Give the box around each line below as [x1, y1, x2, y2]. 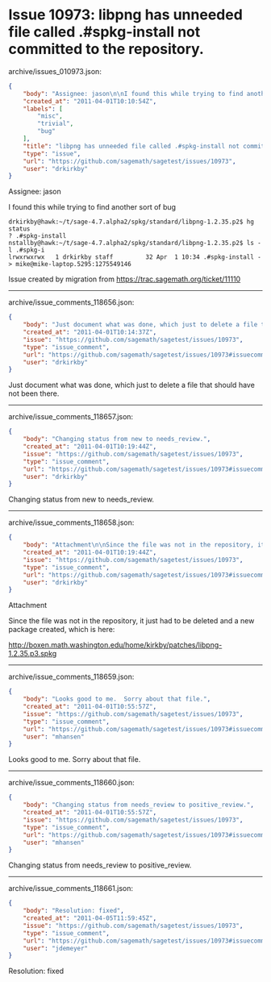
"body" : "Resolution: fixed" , [23, 907, 125, 915]
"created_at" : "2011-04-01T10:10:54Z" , [23, 97, 157, 106]
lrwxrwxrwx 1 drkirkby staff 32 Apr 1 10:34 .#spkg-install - [8, 253, 262, 261]
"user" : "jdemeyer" [23, 944, 89, 952]
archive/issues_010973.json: [8, 66, 102, 76]
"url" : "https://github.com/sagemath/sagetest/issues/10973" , [23, 157, 236, 165]
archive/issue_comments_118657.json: [8, 412, 134, 422]
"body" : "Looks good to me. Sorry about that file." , [23, 695, 211, 703]
